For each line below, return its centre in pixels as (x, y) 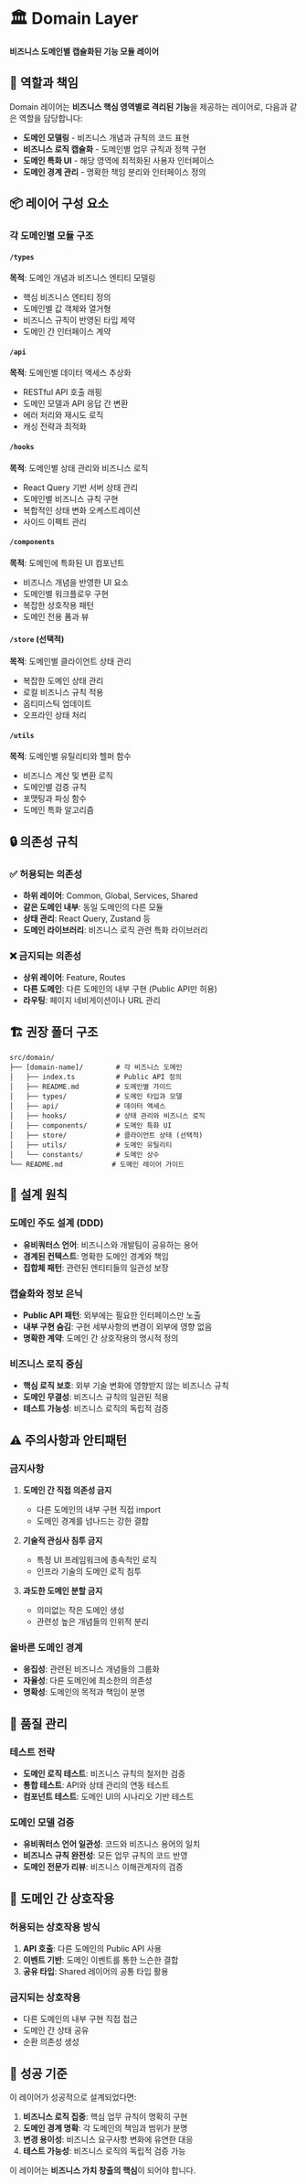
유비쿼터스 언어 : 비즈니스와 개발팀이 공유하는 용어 (111, 1245)
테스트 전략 (32, 1751)
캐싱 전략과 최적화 (54, 426)
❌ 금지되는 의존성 (46, 956)
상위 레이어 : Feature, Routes (74, 978)
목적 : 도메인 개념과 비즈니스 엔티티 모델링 (83, 278)
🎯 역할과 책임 (44, 83)
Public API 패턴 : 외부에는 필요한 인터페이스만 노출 (112, 1315)
